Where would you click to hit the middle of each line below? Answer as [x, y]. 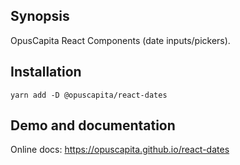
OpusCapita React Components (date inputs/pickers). [120, 40]
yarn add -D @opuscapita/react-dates [89, 95]
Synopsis [40, 16]
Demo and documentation [93, 125]
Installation [46, 72]
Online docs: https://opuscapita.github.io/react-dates [120, 150]
